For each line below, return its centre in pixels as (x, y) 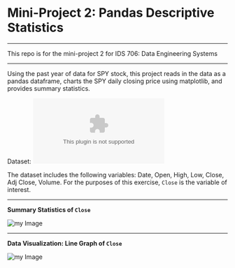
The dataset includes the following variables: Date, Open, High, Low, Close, (116, 174)
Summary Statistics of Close (49, 209)
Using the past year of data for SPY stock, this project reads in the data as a (116, 73)
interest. (19, 189)
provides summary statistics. (49, 88)
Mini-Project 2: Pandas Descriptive (111, 13)
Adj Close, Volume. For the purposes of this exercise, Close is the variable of (117, 182)
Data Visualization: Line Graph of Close (65, 243)
